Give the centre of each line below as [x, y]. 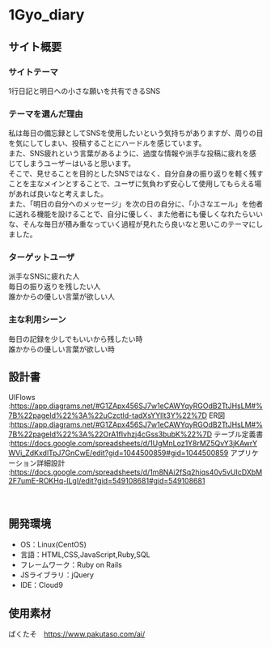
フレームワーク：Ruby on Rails [71, 565]
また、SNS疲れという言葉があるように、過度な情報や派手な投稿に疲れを [129, 153]
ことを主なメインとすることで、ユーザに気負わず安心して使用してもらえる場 [135, 184]
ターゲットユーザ [42, 258]
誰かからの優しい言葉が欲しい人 [61, 296]
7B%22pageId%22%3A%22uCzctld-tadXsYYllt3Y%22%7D [108, 415]
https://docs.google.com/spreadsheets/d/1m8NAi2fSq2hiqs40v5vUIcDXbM [137, 472]
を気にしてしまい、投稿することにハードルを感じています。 [107, 143]
